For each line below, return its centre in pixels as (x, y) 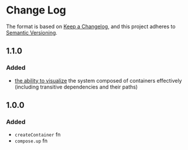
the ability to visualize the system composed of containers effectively (98, 80)
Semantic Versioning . (32, 32)
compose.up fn (31, 141)
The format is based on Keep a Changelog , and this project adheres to (91, 26)
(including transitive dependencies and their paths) (76, 87)
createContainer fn (37, 135)
